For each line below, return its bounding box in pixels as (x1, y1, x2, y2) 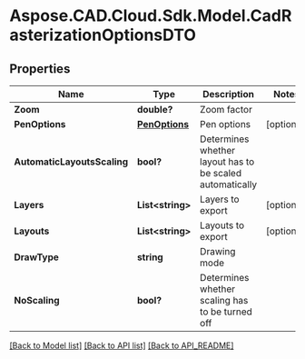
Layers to (199, 193, 240, 205)
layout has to (199, 155, 255, 168)
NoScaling (14, 294, 61, 306)
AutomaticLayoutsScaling (14, 155, 129, 168)
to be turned (199, 305, 252, 318)
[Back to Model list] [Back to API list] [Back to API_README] (9, 340, 234, 351)
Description (202, 88, 254, 100)
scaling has (199, 294, 249, 306)
